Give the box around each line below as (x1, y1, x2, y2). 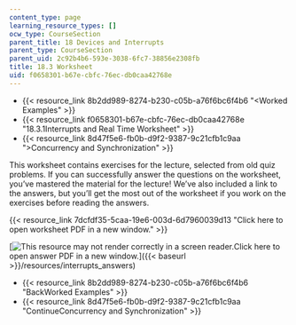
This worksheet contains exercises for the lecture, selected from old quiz (9, 159, 277, 170)
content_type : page (9, 12, 82, 22)
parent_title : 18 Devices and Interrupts (9, 37, 165, 47)
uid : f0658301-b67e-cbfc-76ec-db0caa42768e (9, 71, 173, 80)
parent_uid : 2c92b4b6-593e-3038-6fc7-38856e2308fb (9, 54, 200, 63)
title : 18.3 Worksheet (9, 63, 93, 72)
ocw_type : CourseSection (9, 29, 101, 38)
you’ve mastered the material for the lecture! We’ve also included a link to (9, 178, 277, 189)
